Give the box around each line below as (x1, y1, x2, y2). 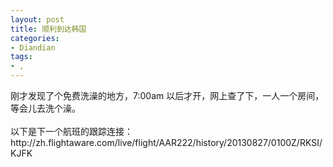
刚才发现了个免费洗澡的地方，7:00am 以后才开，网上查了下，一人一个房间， (10, 90, 325, 101)
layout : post (10, 14, 65, 25)
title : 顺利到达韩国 (10, 24, 87, 34)
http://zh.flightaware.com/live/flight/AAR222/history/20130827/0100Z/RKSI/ (10, 137, 323, 148)
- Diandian (10, 42, 56, 53)
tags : (10, 52, 33, 62)
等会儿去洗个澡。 (10, 102, 81, 114)
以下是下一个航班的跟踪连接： (10, 126, 133, 137)
